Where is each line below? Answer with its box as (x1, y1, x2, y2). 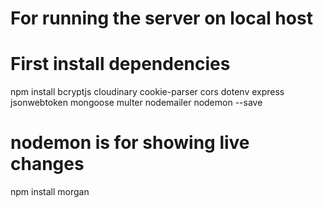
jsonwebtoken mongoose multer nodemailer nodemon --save (10, 97, 263, 109)
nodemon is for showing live (10, 132, 250, 154)
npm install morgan (10, 186, 90, 198)
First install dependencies (10, 53, 231, 76)
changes (10, 153, 85, 176)
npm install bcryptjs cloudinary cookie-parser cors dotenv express (10, 86, 285, 98)
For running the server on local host (10, 7, 313, 30)
